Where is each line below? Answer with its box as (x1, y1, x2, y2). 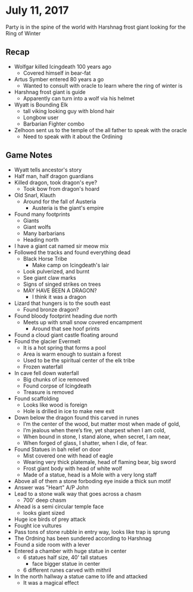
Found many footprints (14, 210, 70, 218)
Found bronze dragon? (23, 306, 79, 313)
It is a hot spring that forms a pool (23, 344, 107, 351)
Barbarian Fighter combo (23, 120, 85, 127)
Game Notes (5, 150, 53, 160)
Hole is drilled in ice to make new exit (23, 407, 114, 414)
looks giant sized (23, 509, 65, 516)
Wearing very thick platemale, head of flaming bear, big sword (23, 458, 176, 465)
